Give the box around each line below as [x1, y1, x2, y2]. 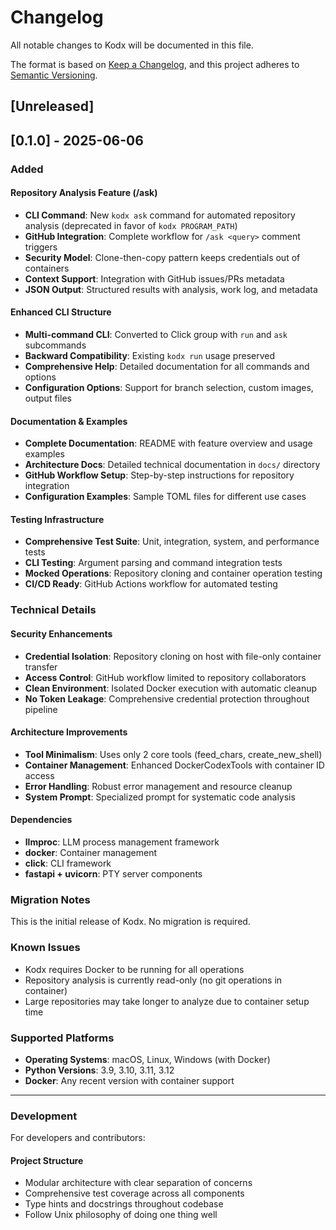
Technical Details [10, 603, 97, 617]
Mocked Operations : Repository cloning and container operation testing [24, 567, 323, 580]
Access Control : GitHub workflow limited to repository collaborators [24, 671, 307, 683]
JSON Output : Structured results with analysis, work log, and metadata [24, 283, 318, 295]
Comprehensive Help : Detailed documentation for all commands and [24, 361, 310, 373]
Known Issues [10, 941, 81, 955]
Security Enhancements [10, 627, 113, 640]
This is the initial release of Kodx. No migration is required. [10, 916, 251, 928]
